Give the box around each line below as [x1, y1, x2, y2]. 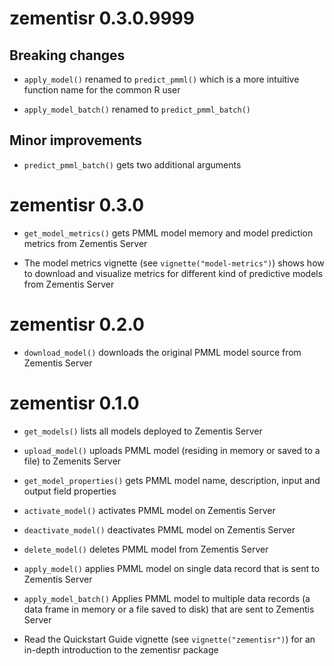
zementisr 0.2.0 [9, 313, 145, 336]
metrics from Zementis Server [23, 237, 148, 249]
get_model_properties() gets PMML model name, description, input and [23, 474, 321, 486]
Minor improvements [9, 132, 143, 149]
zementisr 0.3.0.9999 [9, 7, 195, 30]
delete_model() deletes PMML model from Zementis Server [23, 543, 269, 555]
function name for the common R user [23, 84, 181, 96]
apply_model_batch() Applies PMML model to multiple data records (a [23, 592, 311, 604]
